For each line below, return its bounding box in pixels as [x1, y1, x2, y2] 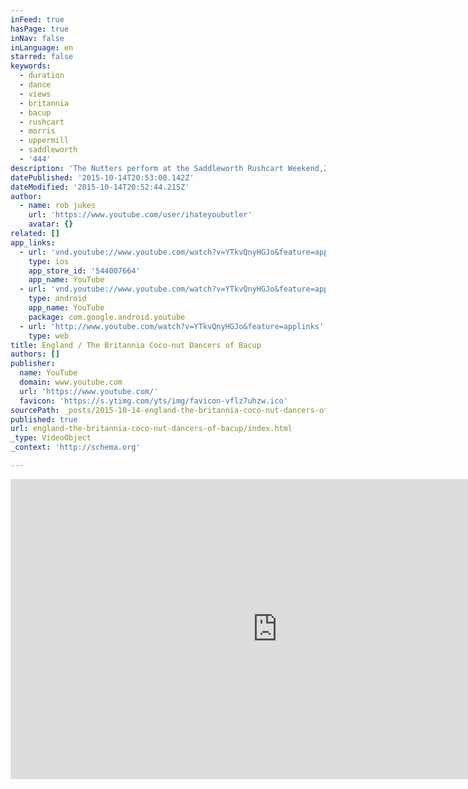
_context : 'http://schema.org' [10, 442, 141, 453]
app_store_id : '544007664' [28, 266, 141, 276]
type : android [28, 294, 87, 304]
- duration [19, 71, 65, 81]
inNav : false [10, 33, 65, 43]
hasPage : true [10, 24, 70, 34]
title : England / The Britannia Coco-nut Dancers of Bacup [10, 340, 262, 350]
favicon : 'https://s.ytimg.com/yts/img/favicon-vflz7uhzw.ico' [19, 396, 288, 406]
